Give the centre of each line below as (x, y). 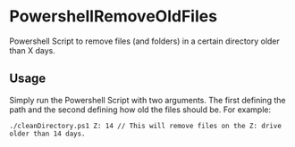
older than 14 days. (48, 134)
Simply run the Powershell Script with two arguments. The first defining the (147, 100)
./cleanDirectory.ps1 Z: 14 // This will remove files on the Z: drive (145, 126)
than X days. (32, 50)
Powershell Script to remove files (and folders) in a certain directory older (144, 41)
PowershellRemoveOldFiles (113, 16)
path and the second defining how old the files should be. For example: (140, 110)
